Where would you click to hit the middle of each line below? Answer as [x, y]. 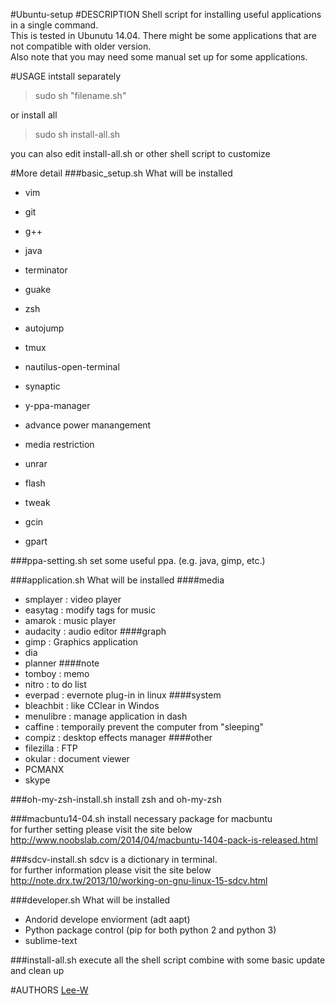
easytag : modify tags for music [90, 610]
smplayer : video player [73, 599]
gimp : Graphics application [81, 642]
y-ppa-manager [57, 405]
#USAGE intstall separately [66, 76]
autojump [44, 328]
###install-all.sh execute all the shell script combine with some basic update [168, 960]
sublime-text [51, 940]
